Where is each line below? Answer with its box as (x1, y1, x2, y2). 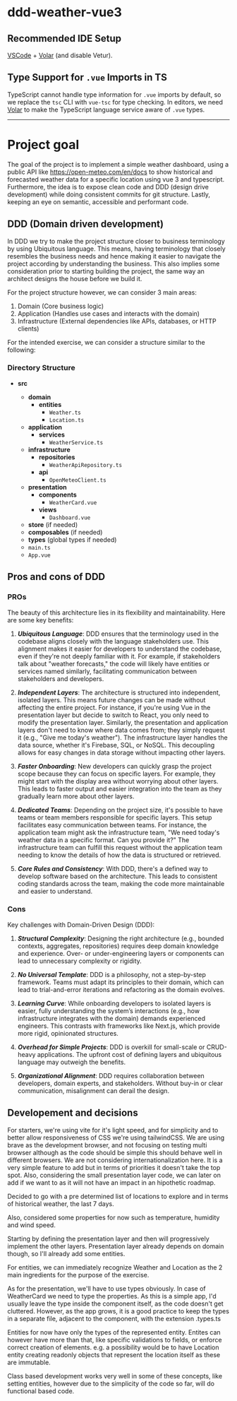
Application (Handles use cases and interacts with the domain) (17, 309, 200, 318)
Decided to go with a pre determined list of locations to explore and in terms (7, 1192, 229, 1200)
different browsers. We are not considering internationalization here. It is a (7, 1156, 224, 1164)
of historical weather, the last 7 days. (7, 1199, 114, 1208)
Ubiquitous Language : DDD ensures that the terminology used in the (17, 629, 219, 638)
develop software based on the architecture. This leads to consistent (17, 872, 217, 880)
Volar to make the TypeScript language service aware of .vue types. (7, 105, 205, 114)
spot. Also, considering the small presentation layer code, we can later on (7, 1171, 221, 1179)
